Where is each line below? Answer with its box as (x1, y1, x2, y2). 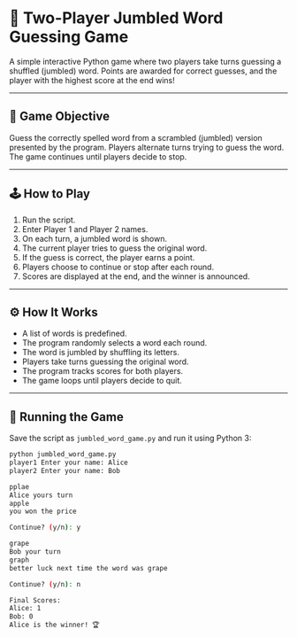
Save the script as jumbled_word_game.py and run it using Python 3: (9, 433, 252, 444)
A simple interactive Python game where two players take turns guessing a (9, 56, 282, 66)
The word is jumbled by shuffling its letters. (21, 347, 179, 358)
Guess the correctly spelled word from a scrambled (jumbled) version (9, 132, 263, 143)
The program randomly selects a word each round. (21, 338, 208, 348)
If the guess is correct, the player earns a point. (21, 252, 195, 262)
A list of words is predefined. (21, 328, 127, 339)
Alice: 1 (9, 604, 42, 613)
